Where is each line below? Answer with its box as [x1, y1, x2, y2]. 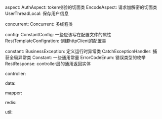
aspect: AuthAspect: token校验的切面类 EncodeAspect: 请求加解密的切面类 [5, 4, 157, 10]
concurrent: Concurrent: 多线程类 [5, 21, 73, 27]
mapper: [5, 90, 22, 96]
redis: [5, 100, 17, 105]
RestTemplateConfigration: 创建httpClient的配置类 [5, 38, 107, 44]
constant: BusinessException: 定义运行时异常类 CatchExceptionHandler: [5, 49, 152, 54]
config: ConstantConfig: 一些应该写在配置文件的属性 [5, 32, 112, 37]
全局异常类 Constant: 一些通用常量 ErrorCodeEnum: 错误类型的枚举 [9, 55, 146, 60]
